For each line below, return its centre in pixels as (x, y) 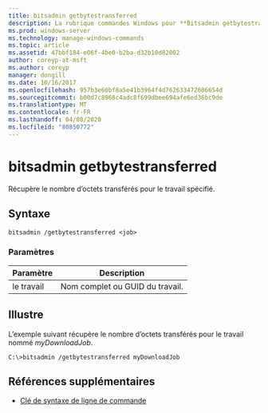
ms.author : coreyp (39, 68)
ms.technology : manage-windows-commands (77, 38)
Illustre (26, 315)
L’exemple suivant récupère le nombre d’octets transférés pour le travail (126, 334)
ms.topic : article (39, 46)
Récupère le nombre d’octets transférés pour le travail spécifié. (112, 189)
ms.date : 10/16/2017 (43, 82)
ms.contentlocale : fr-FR (49, 113)
